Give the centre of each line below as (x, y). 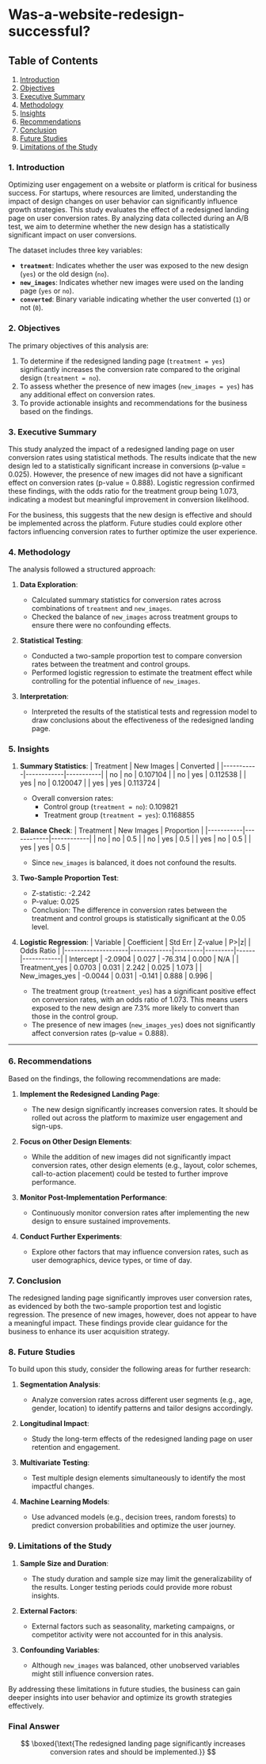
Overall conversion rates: (72, 799)
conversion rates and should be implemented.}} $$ (133, 1751)
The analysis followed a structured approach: (82, 569)
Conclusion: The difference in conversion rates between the (129, 910)
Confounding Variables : (60, 1650)
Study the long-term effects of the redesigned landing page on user (142, 1439)
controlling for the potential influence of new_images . (116, 681)
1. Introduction (36, 167)
